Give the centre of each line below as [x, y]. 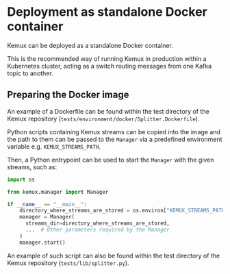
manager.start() [43, 242]
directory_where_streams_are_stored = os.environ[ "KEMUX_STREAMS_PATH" [124, 211]
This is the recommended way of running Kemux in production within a [107, 58]
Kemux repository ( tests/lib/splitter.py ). [68, 263]
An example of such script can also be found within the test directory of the [114, 256]
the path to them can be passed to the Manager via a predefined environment [115, 139]
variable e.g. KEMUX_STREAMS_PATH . [54, 146]
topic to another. [30, 73]
